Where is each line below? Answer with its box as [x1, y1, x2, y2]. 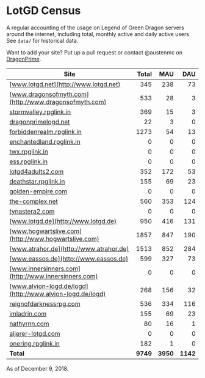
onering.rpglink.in [9, 339, 60, 347]
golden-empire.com [9, 187, 68, 196]
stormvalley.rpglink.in [9, 108, 71, 116]
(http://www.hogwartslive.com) [9, 234, 99, 243]
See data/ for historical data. [6, 37, 79, 44]
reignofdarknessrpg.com [9, 299, 81, 308]
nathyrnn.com [9, 319, 50, 328]
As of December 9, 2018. [6, 365, 69, 372]
